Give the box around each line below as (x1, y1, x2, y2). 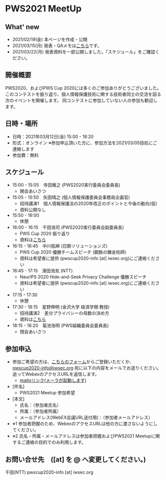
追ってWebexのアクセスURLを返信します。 (12, 371, 100, 377)
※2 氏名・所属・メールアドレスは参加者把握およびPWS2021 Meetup (12, 433, 151, 439)
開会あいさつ (19, 188, 46, 194)
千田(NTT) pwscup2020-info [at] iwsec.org (5, 469, 93, 476)
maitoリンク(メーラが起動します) (19, 377, 87, 383)
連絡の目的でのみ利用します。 (25, 439, 86, 445)
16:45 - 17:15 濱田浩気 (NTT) (12, 268, 73, 274)
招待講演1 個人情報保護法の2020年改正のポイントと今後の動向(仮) (19, 201, 158, 207)
